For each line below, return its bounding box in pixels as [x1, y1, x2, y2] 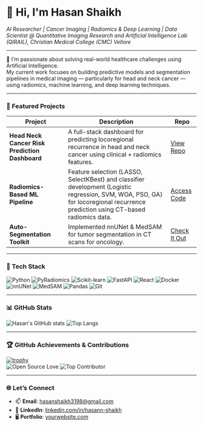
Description [98, 118, 134, 126]
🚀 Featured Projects [6, 102, 65, 110]
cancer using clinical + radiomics [68, 150, 162, 159]
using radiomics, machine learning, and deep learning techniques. [6, 81, 171, 88]
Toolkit [9, 238, 30, 246]
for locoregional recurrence [68, 198, 146, 206]
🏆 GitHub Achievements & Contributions [6, 340, 129, 349]
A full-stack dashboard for [68, 128, 144, 136]
